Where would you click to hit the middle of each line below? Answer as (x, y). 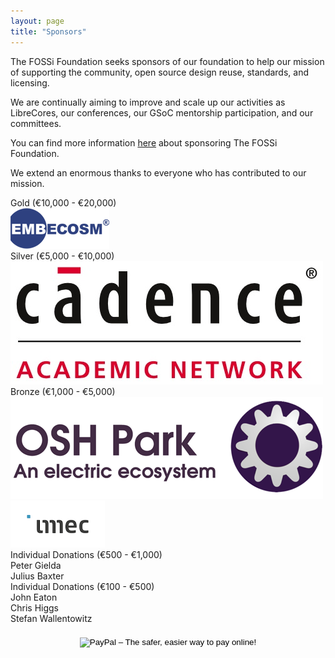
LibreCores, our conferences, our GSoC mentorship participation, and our (162, 112)
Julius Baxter (37, 576)
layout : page (37, 21)
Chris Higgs (34, 607)
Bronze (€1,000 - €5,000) (63, 391)
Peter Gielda (36, 565)
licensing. (30, 82)
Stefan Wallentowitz (51, 618)
